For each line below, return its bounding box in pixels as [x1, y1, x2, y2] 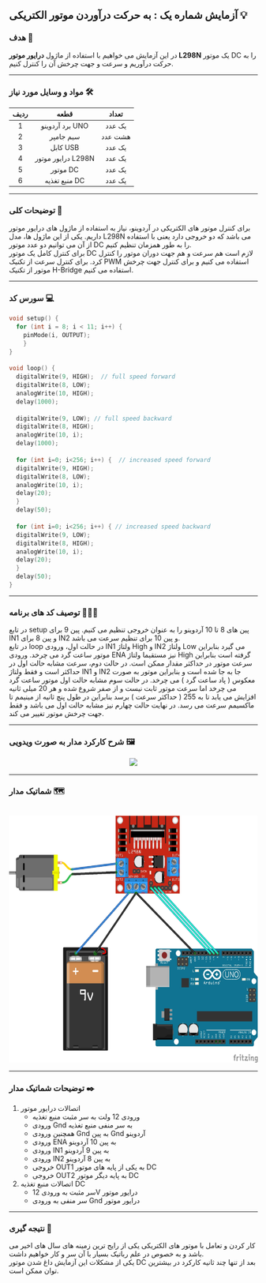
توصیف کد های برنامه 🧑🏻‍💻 [9, 606, 98, 617]
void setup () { [9, 314, 59, 323]
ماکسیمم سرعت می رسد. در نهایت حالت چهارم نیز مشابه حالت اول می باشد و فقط [9, 700, 255, 710]
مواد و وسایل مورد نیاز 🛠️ [9, 86, 94, 97]
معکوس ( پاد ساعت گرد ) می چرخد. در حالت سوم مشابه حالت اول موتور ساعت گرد [9, 675, 256, 685]
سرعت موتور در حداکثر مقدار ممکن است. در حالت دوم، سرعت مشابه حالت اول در [9, 658, 253, 668]
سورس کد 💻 [9, 292, 54, 303]
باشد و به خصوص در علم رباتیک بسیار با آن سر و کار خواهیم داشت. [9, 1249, 204, 1259]
